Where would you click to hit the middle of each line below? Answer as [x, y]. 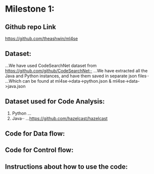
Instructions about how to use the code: [66, 166]
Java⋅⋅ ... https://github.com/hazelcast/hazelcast [60, 118]
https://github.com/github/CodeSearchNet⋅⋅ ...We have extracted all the [76, 70]
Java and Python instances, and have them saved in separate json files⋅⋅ [77, 76]
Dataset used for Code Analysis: [55, 101]
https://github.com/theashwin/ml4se [42, 38]
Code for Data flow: [35, 134]
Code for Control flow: [39, 150]
